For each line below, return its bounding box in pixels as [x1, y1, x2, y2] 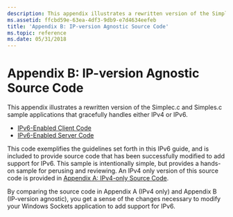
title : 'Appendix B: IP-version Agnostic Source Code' [7, 23, 169, 30]
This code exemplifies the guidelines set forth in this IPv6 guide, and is [7, 144, 209, 153]
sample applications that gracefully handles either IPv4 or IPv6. [7, 111, 189, 119]
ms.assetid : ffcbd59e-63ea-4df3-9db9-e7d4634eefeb [7, 17, 157, 23]
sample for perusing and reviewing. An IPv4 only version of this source [16, 167, 218, 175]
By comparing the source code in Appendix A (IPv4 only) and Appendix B [7, 187, 217, 196]
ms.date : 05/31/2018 [7, 36, 67, 43]
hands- [200, 160, 221, 168]
